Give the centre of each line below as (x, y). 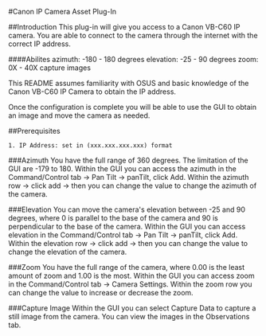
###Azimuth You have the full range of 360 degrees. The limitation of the (128, 160)
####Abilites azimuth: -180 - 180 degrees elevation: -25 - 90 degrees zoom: (133, 59)
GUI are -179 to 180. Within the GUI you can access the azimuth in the (122, 169)
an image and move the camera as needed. (79, 115)
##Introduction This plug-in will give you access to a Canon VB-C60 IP (124, 27)
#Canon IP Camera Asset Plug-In (63, 12)
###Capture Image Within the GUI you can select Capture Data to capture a (132, 308)
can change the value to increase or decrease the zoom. (101, 293)
